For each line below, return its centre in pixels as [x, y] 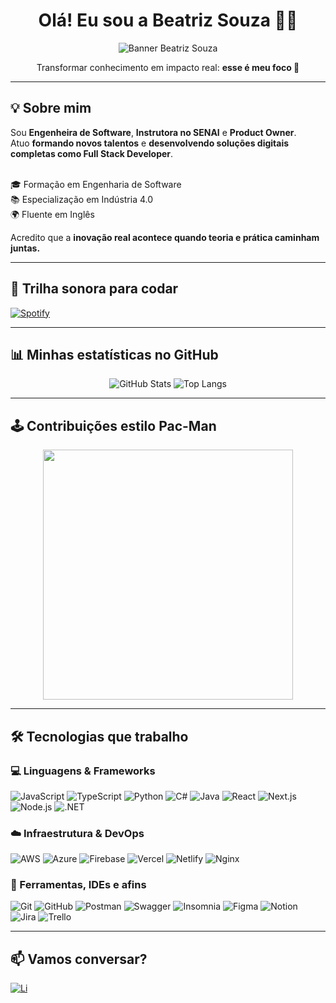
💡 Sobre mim [51, 108]
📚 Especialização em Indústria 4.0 [82, 199]
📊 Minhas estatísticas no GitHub [114, 354]
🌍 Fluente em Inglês [52, 214]
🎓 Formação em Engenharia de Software [96, 184]
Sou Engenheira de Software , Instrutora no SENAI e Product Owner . [153, 132]
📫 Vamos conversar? [79, 959]
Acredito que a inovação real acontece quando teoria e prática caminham [165, 237]
